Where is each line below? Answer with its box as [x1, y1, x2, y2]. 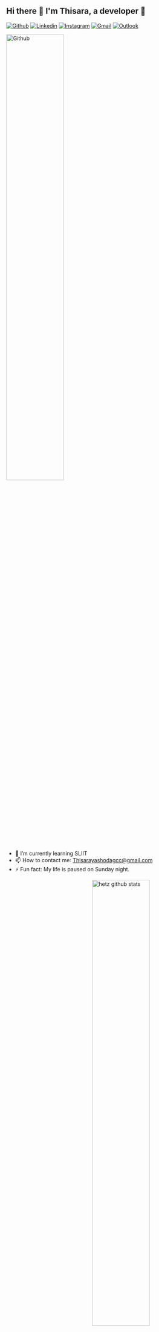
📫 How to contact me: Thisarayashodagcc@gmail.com [15, 856, 153, 863]
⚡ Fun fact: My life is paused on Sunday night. [15, 865, 130, 872]
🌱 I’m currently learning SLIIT [15, 850, 88, 857]
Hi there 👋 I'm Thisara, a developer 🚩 [6, 6, 146, 16]
